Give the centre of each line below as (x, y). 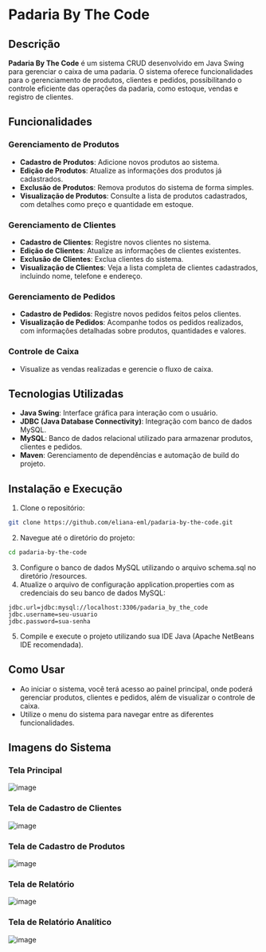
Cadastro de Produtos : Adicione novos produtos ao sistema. (119, 162)
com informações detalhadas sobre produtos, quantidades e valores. (133, 331)
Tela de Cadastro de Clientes (65, 808)
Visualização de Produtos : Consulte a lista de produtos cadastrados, (134, 196)
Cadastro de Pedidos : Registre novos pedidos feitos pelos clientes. (130, 314)
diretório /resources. (53, 575)
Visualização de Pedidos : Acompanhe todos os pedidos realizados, (131, 322)
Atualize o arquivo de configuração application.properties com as (127, 584)
